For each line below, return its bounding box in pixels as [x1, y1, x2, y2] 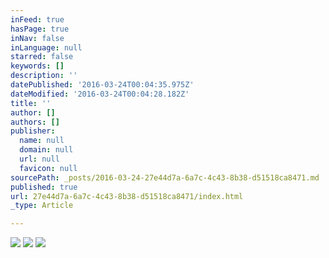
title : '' [10, 98, 52, 108]
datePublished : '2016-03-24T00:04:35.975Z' [10, 80, 195, 90]
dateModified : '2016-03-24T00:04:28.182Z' [10, 89, 190, 99]
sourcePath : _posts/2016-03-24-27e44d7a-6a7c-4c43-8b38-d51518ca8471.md [10, 172, 320, 183]
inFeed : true [10, 14, 65, 25]
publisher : [10, 126, 56, 136]
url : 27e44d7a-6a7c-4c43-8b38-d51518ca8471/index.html [10, 191, 244, 201]
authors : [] [10, 117, 60, 127]
